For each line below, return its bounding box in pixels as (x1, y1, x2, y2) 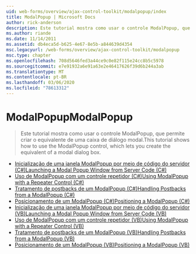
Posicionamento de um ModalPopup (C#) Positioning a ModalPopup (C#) (14, 198, 190, 205)
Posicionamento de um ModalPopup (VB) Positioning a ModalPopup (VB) (14, 241, 190, 248)
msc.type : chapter (6, 52, 51, 58)
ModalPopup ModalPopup (6, 111, 133, 124)
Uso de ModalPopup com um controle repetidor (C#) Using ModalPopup (14, 172, 189, 179)
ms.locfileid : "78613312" (6, 85, 69, 91)
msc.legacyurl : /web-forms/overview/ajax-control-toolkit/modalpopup (6, 47, 180, 53)
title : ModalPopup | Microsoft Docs (6, 14, 96, 20)
